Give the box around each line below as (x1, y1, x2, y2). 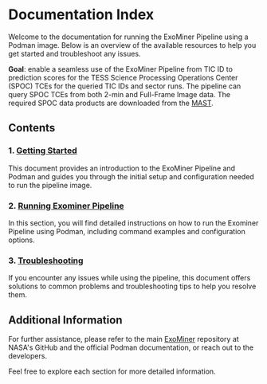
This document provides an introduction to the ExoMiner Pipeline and (8, 163, 236, 173)
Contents (8, 121, 56, 135)
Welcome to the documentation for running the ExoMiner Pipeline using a (8, 32, 249, 41)
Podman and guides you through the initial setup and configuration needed (8, 171, 255, 181)
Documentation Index (8, 6, 154, 24)
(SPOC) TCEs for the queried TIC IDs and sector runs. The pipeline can (8, 81, 241, 91)
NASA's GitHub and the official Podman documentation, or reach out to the (8, 343, 253, 352)
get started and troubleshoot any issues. (8, 49, 141, 58)
